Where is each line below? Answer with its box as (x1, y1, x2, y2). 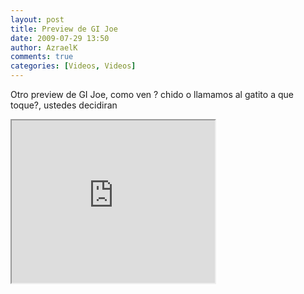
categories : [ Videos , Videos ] (10, 61, 137, 71)
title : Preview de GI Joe (10, 24, 118, 34)
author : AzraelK (10, 42, 78, 53)
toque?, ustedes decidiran (10, 99, 118, 111)
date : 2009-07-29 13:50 (10, 33, 110, 43)
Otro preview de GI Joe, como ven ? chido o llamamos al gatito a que (10, 89, 294, 100)
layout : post (10, 14, 65, 25)
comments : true (10, 52, 74, 62)
